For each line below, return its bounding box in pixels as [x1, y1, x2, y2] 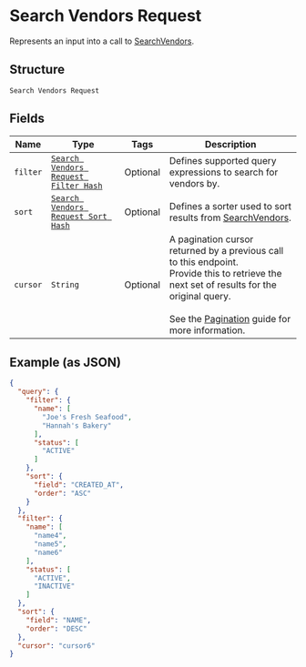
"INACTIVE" [33, 581, 76, 591]
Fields [9, 111, 46, 126]
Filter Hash [51, 180, 103, 191]
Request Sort [51, 211, 107, 221]
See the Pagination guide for [168, 312, 291, 325]
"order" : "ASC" [33, 489, 92, 498]
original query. [168, 289, 231, 302]
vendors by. [168, 177, 220, 189]
